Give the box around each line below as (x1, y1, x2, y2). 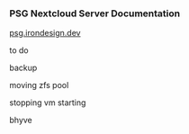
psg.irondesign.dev (9, 28, 81, 39)
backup (9, 62, 38, 74)
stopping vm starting (9, 97, 86, 108)
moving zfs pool (9, 80, 69, 91)
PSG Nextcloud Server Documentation (9, 7, 181, 20)
